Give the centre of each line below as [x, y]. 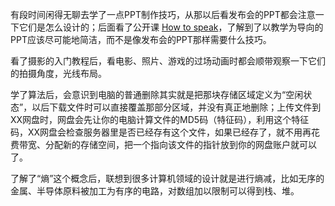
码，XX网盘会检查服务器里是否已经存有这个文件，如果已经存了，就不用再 [161, 132]
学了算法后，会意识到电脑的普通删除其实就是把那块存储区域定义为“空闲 [157, 94]
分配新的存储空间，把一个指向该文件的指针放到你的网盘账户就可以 [180, 144]
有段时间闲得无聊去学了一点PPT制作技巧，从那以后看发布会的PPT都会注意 [163, 14]
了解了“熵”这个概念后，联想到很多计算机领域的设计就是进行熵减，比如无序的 [167, 178]
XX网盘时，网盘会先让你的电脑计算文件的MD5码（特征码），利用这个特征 [160, 119]
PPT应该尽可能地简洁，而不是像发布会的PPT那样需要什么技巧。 [141, 39]
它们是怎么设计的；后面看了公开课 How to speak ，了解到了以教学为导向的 [171, 27]
